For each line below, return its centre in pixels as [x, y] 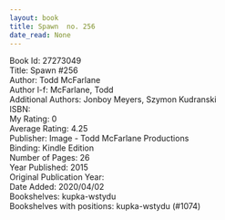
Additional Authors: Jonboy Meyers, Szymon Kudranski [113, 100]
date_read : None [40, 35]
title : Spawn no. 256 [52, 26]
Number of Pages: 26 [50, 158]
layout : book [34, 18]
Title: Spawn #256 [44, 70]
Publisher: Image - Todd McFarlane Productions [99, 139]
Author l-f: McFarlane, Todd [61, 90]
